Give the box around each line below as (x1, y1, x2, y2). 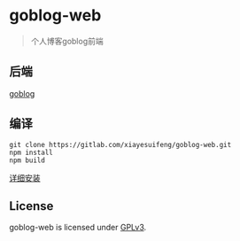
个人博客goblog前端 (30, 35, 104, 46)
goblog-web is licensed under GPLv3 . (9, 222, 147, 233)
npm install (9, 148, 53, 157)
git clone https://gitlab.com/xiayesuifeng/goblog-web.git (9, 140, 232, 149)
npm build (9, 156, 46, 165)
